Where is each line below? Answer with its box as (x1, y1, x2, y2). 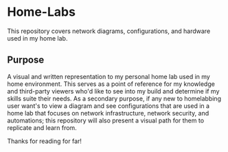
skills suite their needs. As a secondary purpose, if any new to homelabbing (7, 94, 222, 102)
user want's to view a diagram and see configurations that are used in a (7, 101, 210, 110)
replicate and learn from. (7, 123, 77, 131)
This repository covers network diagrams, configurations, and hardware (7, 27, 211, 35)
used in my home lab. (7, 34, 68, 42)
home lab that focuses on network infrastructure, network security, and (7, 109, 209, 117)
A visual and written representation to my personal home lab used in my (7, 72, 211, 80)
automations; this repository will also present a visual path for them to (7, 116, 205, 124)
